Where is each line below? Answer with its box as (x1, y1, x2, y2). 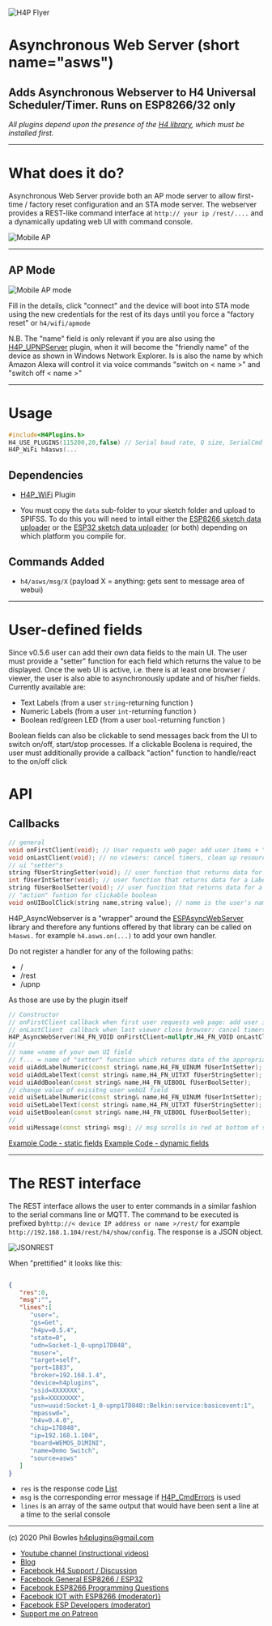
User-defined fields (8, 621, 143, 639)
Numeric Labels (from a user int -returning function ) (19, 706, 197, 716)
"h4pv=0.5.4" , (29, 1325, 79, 1334)
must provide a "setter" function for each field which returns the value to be (8, 656, 261, 666)
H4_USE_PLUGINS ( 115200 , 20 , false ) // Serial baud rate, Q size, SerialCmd (8, 438, 263, 446)
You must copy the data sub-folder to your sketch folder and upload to (19, 506, 256, 515)
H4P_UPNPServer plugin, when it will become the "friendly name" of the (8, 342, 249, 352)
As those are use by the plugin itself (8, 995, 128, 1005)
